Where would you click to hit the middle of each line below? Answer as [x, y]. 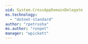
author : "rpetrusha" [27, 24]
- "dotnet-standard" [32, 19]
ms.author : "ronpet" [27, 29]
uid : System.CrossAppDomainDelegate [44, 10]
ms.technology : [21, 15]
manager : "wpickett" [27, 33]
